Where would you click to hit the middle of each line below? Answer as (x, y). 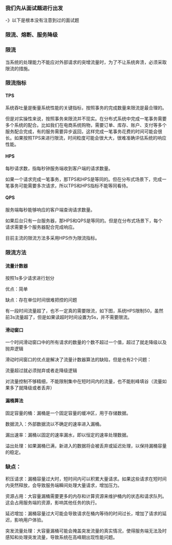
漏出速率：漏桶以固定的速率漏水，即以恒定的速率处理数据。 (68, 435)
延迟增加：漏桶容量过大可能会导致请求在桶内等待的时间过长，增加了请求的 (84, 513)
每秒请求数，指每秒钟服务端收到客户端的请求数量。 (59, 168)
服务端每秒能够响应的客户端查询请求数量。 (50, 210)
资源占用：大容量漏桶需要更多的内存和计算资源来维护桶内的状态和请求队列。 (86, 496)
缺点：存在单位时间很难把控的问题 (41, 300)
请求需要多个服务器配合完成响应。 (41, 227)
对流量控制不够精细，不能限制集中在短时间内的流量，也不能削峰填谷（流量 (84, 381)
